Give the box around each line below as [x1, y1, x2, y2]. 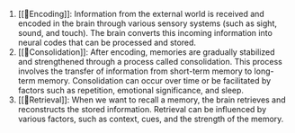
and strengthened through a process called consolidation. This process [17, 57, 283, 66]
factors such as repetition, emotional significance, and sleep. [17, 85, 245, 95]
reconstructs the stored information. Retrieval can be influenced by [17, 104, 267, 114]
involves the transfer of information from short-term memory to [17, 66, 253, 76]
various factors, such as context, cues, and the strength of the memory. [17, 113, 284, 124]
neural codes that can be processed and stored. [17, 37, 196, 48]
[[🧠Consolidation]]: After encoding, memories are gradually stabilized [17, 47, 276, 58]
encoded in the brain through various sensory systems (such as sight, [17, 18, 277, 29]
